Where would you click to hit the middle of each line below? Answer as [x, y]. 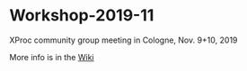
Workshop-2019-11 [82, 16]
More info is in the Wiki [52, 57]
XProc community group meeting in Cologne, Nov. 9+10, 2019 [123, 40]
